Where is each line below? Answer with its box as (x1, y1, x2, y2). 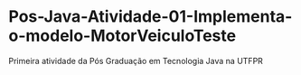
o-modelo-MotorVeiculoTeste (8, 25, 237, 46)
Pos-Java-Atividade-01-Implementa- (8, 6, 293, 27)
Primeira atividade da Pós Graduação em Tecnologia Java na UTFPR (8, 55, 264, 66)
